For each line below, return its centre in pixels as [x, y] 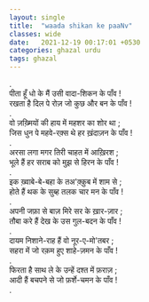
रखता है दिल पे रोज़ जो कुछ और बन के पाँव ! [71, 103]
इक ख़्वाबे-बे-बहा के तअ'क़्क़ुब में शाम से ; [66, 182]
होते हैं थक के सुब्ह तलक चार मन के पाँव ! [67, 191]
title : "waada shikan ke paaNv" [71, 26]
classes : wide [35, 34]
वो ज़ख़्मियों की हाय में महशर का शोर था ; [65, 123]
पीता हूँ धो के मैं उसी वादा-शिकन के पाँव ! [65, 93]
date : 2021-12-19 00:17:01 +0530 [75, 42]
